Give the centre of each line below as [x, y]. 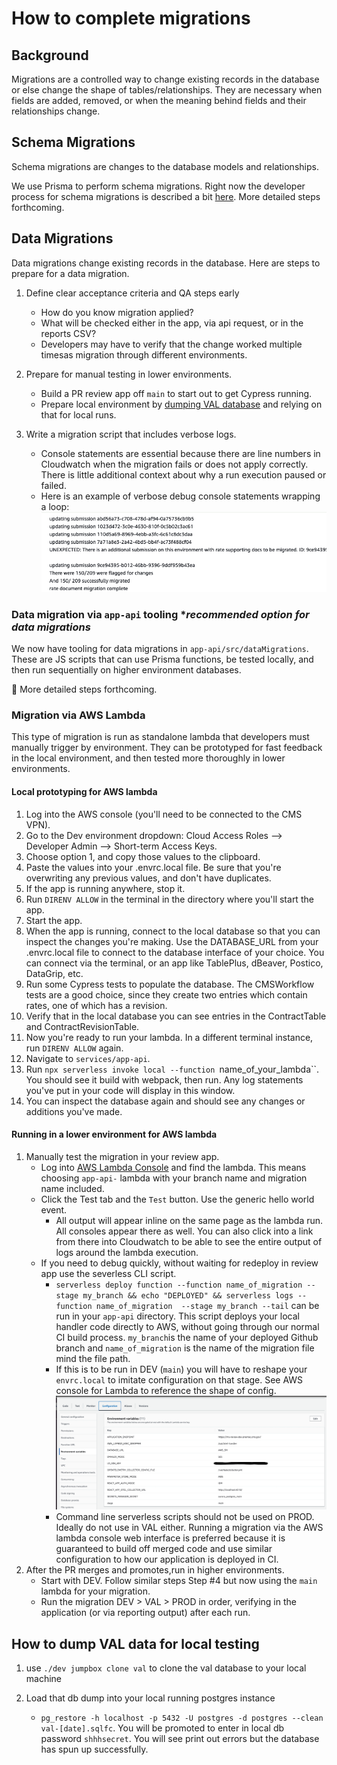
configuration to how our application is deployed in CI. [167, 1559]
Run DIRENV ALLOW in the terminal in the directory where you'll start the [169, 899]
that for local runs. [78, 414]
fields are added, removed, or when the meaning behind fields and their [159, 100]
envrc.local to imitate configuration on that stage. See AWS [179, 1379]
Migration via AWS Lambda [78, 715]
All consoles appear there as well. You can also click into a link [184, 1231]
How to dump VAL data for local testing [135, 1643]
